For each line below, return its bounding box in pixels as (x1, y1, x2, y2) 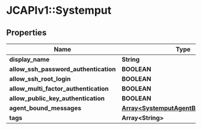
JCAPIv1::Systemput (6, 4, 112, 17)
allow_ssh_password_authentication (9, 65, 116, 73)
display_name (9, 55, 50, 64)
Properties (6, 28, 47, 38)
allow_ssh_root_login (9, 75, 71, 83)
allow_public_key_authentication (9, 94, 105, 102)
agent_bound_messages (9, 104, 82, 112)
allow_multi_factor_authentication (9, 84, 109, 93)
